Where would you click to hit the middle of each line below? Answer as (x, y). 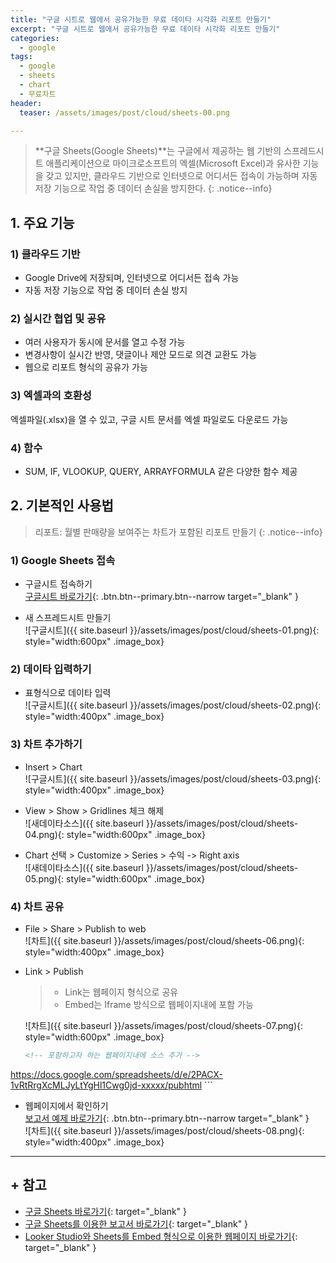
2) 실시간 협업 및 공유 (58, 318)
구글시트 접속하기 (58, 584)
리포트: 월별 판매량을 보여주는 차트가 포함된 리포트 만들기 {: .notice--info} (178, 532)
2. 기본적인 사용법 (62, 506)
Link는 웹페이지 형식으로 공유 (121, 992)
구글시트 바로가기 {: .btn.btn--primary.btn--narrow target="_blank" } (162, 597)
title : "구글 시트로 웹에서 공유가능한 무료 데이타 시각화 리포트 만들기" (141, 19)
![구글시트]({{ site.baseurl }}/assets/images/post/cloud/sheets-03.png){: (173, 778)
